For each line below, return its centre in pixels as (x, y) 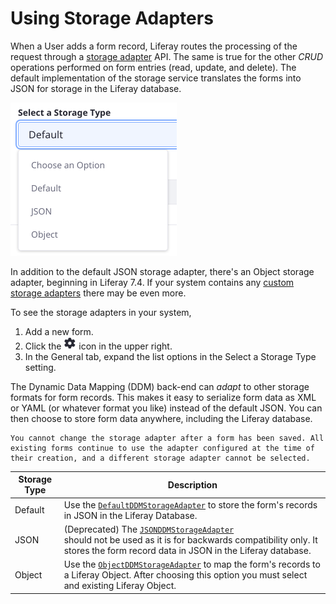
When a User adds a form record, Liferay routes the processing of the (154, 46)
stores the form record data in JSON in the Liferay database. (187, 550)
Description (192, 484)
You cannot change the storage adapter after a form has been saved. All (167, 438)
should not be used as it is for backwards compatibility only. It (190, 539)
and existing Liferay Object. (120, 586)
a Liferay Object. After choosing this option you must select (185, 575)
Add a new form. (59, 331)
